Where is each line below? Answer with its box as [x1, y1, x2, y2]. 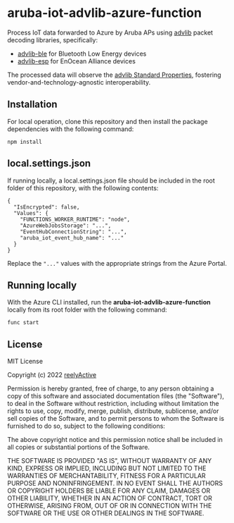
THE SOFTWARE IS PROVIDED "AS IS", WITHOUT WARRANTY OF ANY [7, 457, 212, 465]
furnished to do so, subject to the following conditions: [7, 422, 165, 431]
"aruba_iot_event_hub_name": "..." [20, 234, 124, 241]
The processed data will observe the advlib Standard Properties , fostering [7, 70, 221, 79]
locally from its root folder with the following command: [7, 305, 167, 314]
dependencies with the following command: [7, 125, 134, 133]
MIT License [7, 357, 44, 366]
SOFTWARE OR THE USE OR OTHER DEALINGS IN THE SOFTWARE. [7, 509, 204, 517]
